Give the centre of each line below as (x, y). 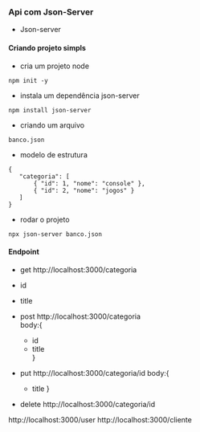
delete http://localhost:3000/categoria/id (88, 404)
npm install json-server (50, 110)
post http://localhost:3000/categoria (80, 316)
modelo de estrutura (54, 154)
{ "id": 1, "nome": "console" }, (90, 183)
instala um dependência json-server (80, 96)
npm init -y (28, 80)
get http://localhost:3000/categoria (78, 269)
